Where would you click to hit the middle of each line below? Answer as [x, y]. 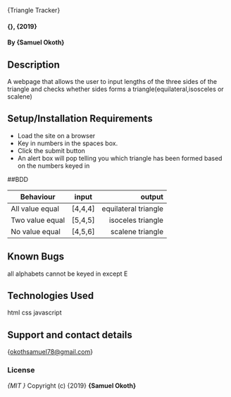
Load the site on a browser [56, 135]
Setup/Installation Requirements [80, 119]
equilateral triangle [133, 209]
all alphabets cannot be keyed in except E [68, 274]
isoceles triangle [136, 220]
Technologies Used [50, 296]
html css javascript [35, 312]
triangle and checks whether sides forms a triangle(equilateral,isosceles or [115, 89]
